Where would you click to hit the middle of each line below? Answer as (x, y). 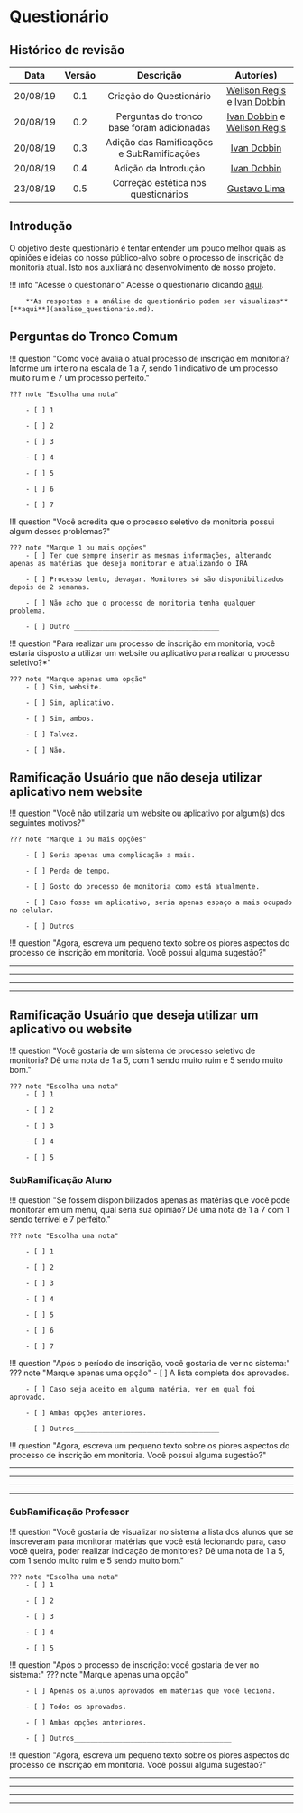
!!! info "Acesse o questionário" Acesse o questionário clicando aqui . (137, 284)
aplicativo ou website (71, 1029)
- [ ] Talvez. (52, 734)
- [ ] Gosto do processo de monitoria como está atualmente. (142, 887)
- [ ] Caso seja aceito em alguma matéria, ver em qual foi (141, 1389)
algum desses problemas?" (60, 531)
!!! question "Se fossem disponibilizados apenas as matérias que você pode (150, 1200)
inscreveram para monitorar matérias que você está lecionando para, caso (148, 1541)
